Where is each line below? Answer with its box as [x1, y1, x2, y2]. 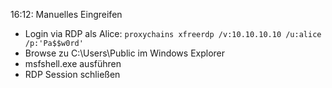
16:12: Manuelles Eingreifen [10, 9, 123, 20]
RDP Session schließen [24, 69, 121, 80]
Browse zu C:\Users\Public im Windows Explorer [24, 47, 226, 59]
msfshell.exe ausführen [24, 58, 122, 69]
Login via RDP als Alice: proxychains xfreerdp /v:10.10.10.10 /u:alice [24, 28, 322, 39]
